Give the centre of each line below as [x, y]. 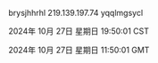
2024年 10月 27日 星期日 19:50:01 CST [79, 31]
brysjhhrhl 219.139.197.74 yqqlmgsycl [76, 13]
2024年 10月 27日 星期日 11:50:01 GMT [79, 50]
